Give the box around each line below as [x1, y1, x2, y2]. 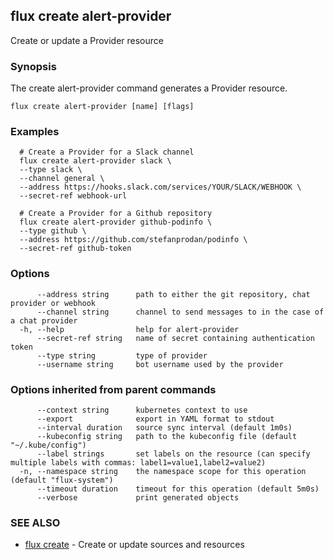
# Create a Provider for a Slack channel [19, 147, 195, 158]
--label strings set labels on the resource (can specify [36, 449, 311, 459]
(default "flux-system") [10, 475, 114, 485]
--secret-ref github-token [19, 244, 132, 254]
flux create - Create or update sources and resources [24, 539, 245, 551]
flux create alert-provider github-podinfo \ [19, 217, 213, 228]
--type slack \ [19, 165, 83, 175]
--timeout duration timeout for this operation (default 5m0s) [36, 484, 320, 494]
